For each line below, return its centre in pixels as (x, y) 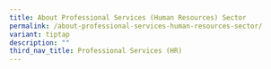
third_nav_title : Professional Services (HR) (96, 51)
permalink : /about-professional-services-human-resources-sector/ (136, 26)
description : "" (39, 43)
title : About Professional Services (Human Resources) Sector (128, 17)
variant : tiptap (39, 34)
